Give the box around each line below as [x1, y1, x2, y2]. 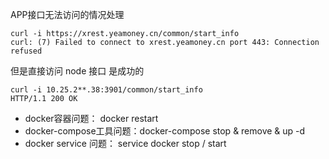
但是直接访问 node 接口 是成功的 [10, 65, 145, 77]
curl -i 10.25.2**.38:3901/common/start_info [10, 85, 203, 95]
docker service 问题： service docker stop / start [24, 138, 227, 149]
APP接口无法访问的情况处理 [10, 9, 125, 20]
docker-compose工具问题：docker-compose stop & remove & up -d [24, 125, 306, 137]
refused [10, 46, 43, 56]
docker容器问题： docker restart [24, 113, 159, 124]
